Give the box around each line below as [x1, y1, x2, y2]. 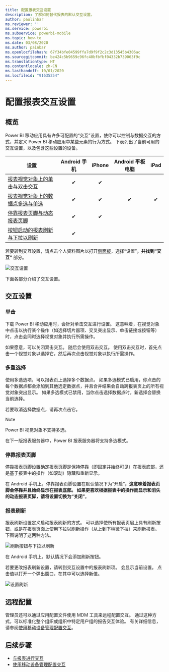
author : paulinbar [5, 17, 44, 22]
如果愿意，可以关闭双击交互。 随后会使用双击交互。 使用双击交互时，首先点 [5, 344, 162, 350]
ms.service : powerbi [5, 26, 49, 31]
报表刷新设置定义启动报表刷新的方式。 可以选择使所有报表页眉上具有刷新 [5, 520, 156, 526]
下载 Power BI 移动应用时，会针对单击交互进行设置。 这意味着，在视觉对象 [5, 321, 160, 327]
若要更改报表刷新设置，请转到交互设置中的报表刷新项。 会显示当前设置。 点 [5, 565, 162, 571]
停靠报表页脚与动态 [8, 209, 54, 216]
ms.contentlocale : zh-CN [5, 64, 57, 69]
